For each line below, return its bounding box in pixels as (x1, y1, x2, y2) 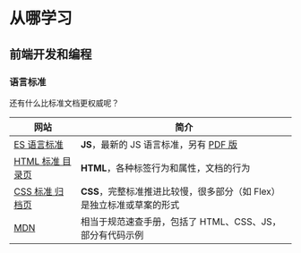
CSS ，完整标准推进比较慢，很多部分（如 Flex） (80, 185, 280, 198)
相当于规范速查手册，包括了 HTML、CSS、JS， (80, 215, 282, 228)
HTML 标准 (13, 155, 61, 167)
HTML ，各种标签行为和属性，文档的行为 (80, 162, 251, 174)
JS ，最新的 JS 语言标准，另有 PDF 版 (80, 138, 238, 150)
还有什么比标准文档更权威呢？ (9, 97, 119, 108)
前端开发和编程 (9, 46, 92, 62)
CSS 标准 (13, 185, 53, 198)
